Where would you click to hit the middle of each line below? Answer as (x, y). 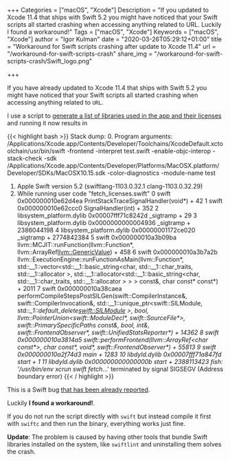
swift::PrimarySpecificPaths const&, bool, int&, (83, 325)
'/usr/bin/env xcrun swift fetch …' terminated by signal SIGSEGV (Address (120, 369)
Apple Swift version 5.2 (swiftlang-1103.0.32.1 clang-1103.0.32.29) (110, 186)
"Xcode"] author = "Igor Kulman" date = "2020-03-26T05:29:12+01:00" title (114, 39)
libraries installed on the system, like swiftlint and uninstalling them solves (114, 444)
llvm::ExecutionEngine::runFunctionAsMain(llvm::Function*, (100, 259)
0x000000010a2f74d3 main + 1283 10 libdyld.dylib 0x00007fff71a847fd (119, 354)
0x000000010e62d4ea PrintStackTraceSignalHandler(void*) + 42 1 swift (120, 201)
